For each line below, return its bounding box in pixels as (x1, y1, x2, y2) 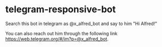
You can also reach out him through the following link (5, 30, 118, 36)
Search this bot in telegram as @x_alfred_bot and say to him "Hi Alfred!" (5, 20, 157, 27)
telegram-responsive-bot (5, 4, 116, 15)
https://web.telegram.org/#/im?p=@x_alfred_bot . (5, 36, 109, 42)
